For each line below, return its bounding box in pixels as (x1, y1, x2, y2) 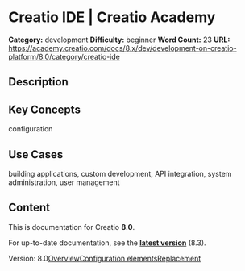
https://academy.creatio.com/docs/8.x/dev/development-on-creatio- (8, 43, 237, 52)
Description (8, 75, 69, 89)
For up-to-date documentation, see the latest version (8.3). (8, 238, 207, 248)
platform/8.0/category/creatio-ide (8, 52, 121, 61)
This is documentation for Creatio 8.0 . (8, 222, 135, 231)
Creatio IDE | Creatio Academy (8, 8, 216, 27)
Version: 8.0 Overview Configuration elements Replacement (8, 253, 201, 263)
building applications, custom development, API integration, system (8, 169, 232, 178)
